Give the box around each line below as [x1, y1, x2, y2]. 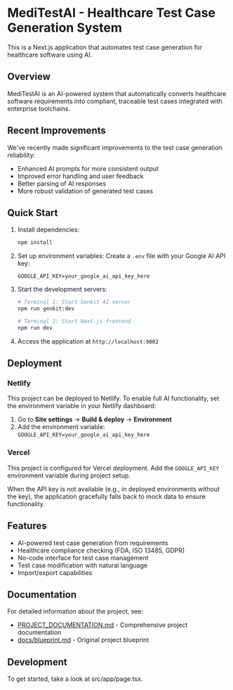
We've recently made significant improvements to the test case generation [7, 143, 222, 151]
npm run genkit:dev [17, 305, 75, 313]
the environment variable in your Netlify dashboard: [7, 402, 157, 410]
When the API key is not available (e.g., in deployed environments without [7, 485, 220, 493]
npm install [17, 239, 53, 246]
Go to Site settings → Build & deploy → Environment [17, 415, 172, 424]
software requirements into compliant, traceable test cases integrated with [7, 97, 223, 105]
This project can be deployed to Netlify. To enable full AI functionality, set [7, 394, 220, 402]
